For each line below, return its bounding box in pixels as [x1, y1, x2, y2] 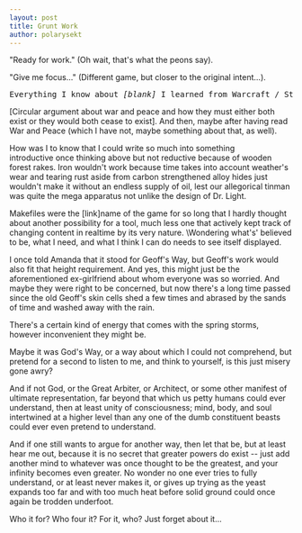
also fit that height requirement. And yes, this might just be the [9, 264, 240, 275]
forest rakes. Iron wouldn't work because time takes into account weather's [9, 162, 289, 173]
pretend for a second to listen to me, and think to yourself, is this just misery [9, 357, 290, 367]
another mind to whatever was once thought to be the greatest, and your [9, 458, 279, 469]
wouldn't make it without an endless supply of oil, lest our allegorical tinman [9, 181, 290, 192]
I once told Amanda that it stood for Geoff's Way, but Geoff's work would [9, 254, 279, 266]
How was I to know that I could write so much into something [9, 143, 235, 154]
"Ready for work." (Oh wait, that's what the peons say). [9, 55, 214, 66]
